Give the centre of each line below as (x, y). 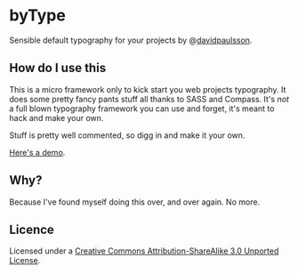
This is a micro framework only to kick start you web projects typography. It (148, 89)
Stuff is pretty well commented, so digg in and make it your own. (127, 135)
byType (38, 16)
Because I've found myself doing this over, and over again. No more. (135, 202)
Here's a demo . (37, 152)
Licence (32, 229)
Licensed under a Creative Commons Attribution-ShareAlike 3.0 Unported (144, 251)
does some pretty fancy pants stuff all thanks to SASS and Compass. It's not (149, 99)
